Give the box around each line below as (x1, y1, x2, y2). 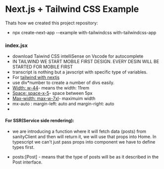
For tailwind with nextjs (12, 75, 60, 81)
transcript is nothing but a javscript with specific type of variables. (12, 69, 148, 75)
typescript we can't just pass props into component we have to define (12, 139, 156, 145)
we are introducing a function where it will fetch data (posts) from (12, 128, 147, 135)
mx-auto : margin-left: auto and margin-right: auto (12, 101, 114, 107)
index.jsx (5, 42, 28, 49)
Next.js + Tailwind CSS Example (5, 3, 139, 15)
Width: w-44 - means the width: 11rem (12, 85, 90, 91)
